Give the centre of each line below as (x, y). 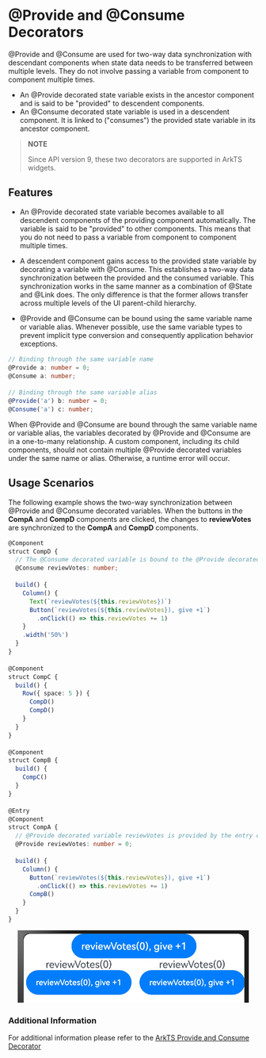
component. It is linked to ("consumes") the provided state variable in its (137, 120)
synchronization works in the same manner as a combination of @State (136, 286)
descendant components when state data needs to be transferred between (131, 63)
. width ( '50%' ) (46, 635)
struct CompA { (33, 827)
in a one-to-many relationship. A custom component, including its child (124, 441)
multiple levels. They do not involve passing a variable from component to (129, 71)
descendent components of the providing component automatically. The (137, 220)
